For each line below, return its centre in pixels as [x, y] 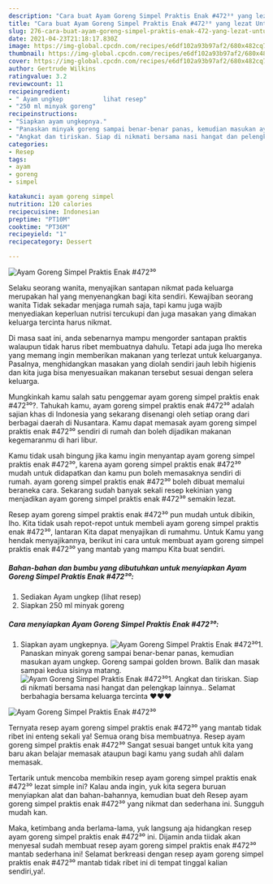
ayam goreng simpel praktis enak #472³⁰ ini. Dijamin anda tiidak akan [125, 836]
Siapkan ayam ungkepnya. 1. [141, 644]
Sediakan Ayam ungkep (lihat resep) [81, 597]
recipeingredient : [39, 91]
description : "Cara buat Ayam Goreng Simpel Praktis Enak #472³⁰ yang [130, 16]
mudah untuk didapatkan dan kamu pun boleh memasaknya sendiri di [125, 473]
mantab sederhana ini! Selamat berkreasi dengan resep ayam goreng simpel [136, 854]
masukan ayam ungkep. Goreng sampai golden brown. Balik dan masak [140, 662]
